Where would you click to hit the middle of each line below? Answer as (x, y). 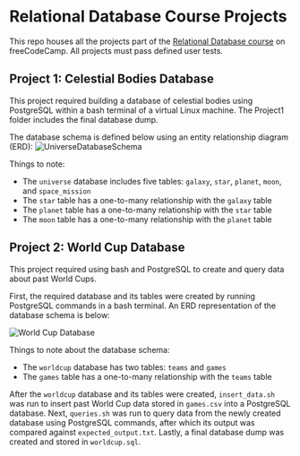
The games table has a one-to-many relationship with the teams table (147, 376)
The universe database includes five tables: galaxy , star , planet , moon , (152, 181)
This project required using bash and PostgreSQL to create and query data (147, 269)
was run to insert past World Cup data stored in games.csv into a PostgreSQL (150, 403)
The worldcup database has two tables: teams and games (124, 367)
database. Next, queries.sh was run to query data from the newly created (145, 413)
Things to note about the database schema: (90, 349)
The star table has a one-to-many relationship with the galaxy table (147, 200)
